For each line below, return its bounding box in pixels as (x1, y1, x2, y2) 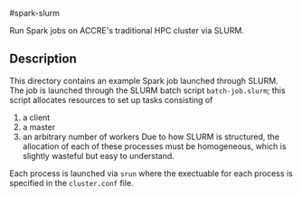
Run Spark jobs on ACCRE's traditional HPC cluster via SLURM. (9, 25, 244, 35)
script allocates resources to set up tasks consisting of (9, 94, 213, 105)
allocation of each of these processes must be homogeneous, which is (22, 140, 287, 152)
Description (9, 52, 77, 67)
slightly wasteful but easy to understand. (22, 150, 175, 161)
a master (22, 121, 56, 132)
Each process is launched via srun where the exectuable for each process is (9, 167, 294, 179)
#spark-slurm (9, 8, 61, 18)
